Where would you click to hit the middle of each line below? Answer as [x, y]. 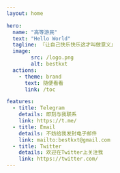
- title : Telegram [39, 108]
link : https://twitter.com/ [58, 159]
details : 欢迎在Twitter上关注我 [61, 152]
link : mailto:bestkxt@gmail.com [64, 140]
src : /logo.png [52, 58]
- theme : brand [40, 77]
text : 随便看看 [44, 83]
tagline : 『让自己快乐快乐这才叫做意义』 [64, 45]
